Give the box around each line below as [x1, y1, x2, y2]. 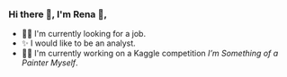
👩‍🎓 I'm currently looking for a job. [21, 29, 146, 39]
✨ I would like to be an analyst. [21, 38, 136, 48]
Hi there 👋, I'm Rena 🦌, [8, 8, 107, 21]
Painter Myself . [21, 57, 78, 68]
